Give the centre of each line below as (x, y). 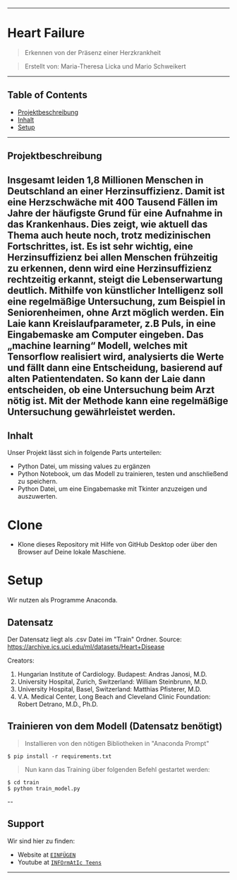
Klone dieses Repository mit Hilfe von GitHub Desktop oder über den (117, 545)
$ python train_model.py (44, 788)
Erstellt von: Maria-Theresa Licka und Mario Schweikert (105, 66)
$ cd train (23, 782)
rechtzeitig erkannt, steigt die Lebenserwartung (115, 279)
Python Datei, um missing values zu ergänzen (84, 466)
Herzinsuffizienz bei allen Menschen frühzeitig (113, 257)
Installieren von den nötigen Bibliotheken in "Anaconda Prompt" (117, 743)
